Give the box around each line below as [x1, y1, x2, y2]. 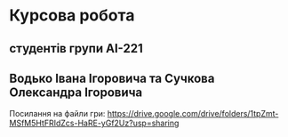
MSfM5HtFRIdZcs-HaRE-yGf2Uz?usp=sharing [9, 117, 180, 129]
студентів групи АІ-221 [9, 41, 144, 56]
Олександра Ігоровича [9, 85, 143, 100]
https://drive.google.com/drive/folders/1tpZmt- [107, 109, 279, 119]
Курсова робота [9, 5, 135, 26]
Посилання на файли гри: [9, 109, 106, 119]
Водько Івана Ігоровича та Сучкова [9, 70, 215, 85]
